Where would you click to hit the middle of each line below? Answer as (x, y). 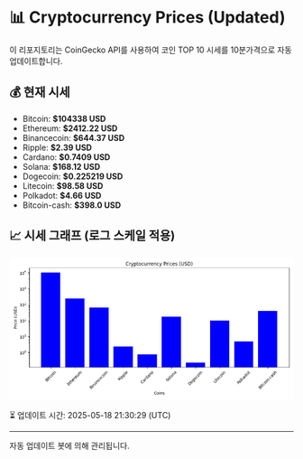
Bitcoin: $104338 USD (64, 118)
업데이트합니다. (36, 61)
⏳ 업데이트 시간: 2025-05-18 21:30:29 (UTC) (90, 415)
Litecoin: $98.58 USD (63, 185)
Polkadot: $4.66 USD (62, 195)
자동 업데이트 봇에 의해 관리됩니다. (69, 445)
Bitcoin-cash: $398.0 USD (72, 205)
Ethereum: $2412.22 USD (70, 128)
